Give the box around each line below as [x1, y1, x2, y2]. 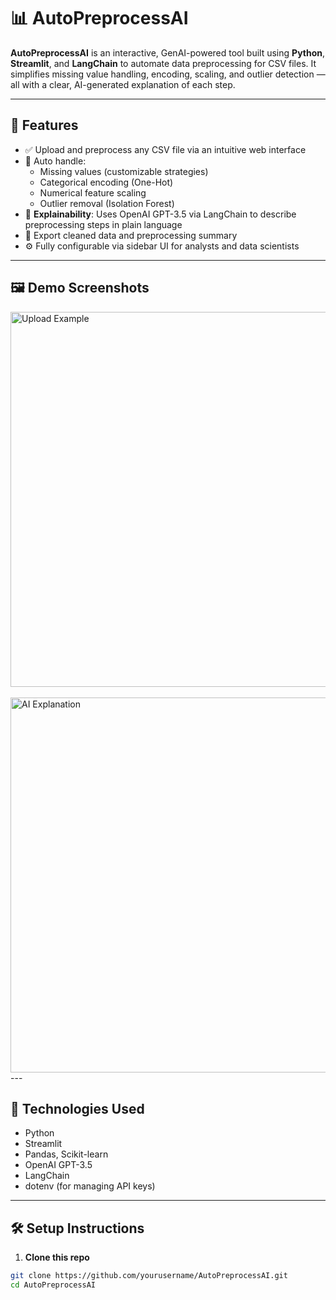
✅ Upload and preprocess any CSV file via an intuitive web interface [24, 143, 307, 155]
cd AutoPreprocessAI [10, 1280, 97, 1290]
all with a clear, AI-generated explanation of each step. [10, 78, 236, 90]
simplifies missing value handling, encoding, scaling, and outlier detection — [10, 68, 326, 80]
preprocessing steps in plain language [24, 218, 183, 230]
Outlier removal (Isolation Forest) [39, 197, 175, 209]
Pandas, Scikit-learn [24, 1148, 109, 1160]
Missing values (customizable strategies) [39, 165, 209, 177]
